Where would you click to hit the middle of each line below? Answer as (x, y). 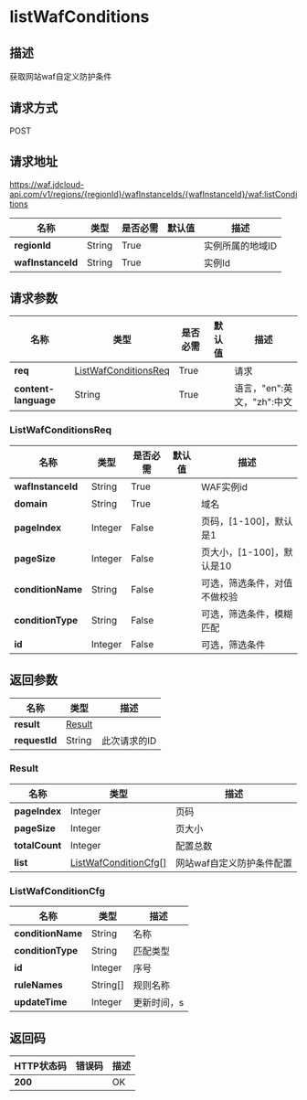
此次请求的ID (129, 741)
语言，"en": (259, 389)
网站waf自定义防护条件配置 (233, 863)
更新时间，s (159, 1003)
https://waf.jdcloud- (47, 184)
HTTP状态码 (40, 1065)
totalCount (38, 845)
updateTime (41, 1002)
